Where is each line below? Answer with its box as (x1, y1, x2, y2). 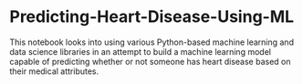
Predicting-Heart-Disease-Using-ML (9, 6, 295, 27)
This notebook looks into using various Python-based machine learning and (9, 37, 295, 47)
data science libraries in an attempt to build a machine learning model (9, 46, 272, 57)
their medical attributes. (9, 66, 99, 77)
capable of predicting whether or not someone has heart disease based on (9, 56, 291, 67)
